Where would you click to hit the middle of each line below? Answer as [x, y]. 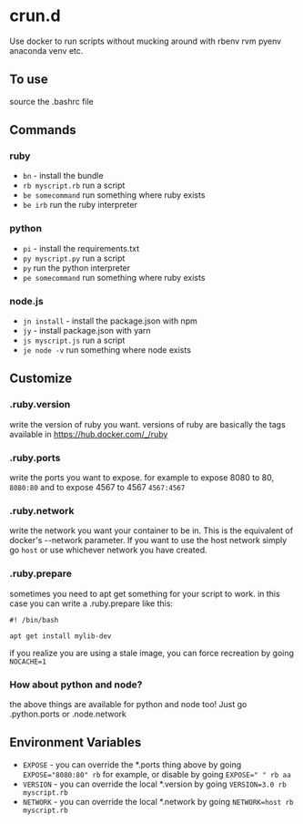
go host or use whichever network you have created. [108, 550]
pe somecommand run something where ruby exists [114, 277]
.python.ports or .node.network [68, 714]
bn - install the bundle [63, 176]
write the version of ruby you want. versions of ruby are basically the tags [148, 424]
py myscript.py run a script [74, 258]
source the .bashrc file [51, 101]
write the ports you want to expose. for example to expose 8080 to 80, [142, 478]
